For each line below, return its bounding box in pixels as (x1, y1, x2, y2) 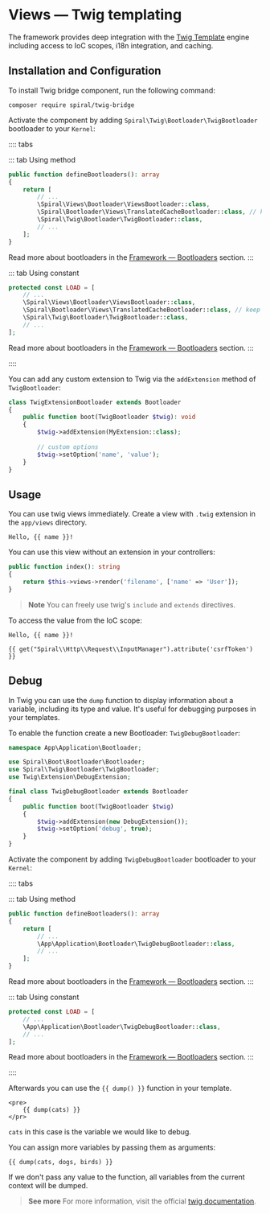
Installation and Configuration (8, 64, 162, 78)
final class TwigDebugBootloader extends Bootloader (8, 788, 189, 796)
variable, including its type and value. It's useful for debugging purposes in (8, 704, 257, 714)
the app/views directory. (8, 517, 88, 528)
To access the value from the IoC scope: (8, 615, 143, 625)
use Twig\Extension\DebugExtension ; (8, 773, 131, 781)
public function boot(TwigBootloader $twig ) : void (22, 413, 196, 422)
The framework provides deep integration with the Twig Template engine (8, 32, 250, 42)
